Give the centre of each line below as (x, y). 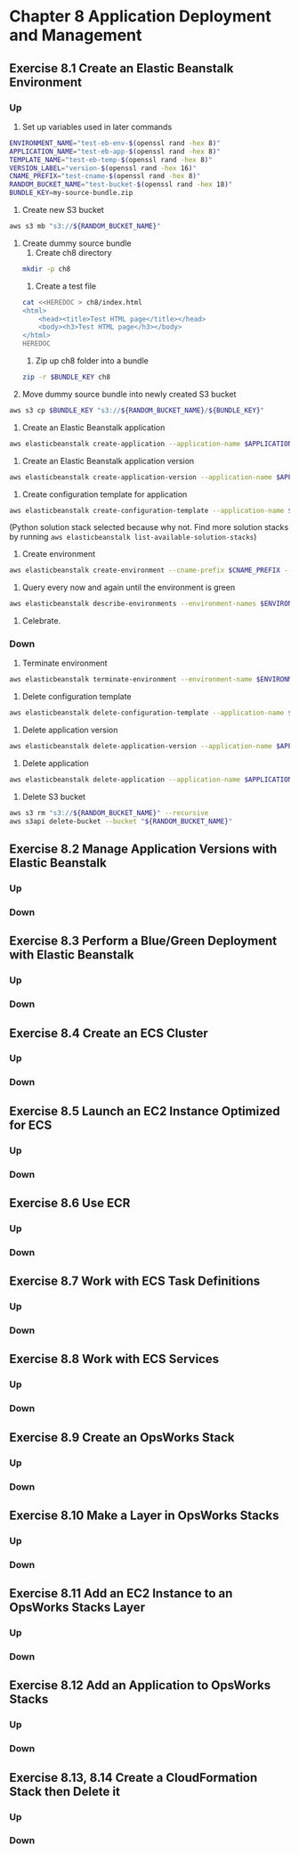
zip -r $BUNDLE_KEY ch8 (66, 377)
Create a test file (65, 286)
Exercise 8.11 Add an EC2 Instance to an (121, 1593)
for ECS (31, 1125)
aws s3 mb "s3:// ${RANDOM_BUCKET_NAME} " (85, 226)
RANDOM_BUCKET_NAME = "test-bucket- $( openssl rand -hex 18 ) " (121, 184)
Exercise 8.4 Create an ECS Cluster (109, 1033)
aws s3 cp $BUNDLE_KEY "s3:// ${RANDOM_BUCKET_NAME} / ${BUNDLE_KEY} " (137, 410)
